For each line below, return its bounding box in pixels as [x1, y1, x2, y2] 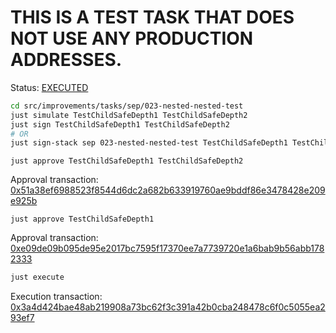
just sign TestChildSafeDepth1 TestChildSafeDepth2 [10, 119, 230, 130]
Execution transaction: [10, 291, 103, 303]
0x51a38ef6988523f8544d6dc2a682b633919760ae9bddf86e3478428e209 [10, 184, 326, 196]
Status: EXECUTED [10, 81, 89, 93]
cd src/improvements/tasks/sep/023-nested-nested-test [10, 101, 244, 111]
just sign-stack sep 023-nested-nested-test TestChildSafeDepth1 [10, 138, 288, 148]
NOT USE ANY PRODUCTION [10, 27, 254, 50]
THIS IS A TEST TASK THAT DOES [10, 6, 295, 29]
